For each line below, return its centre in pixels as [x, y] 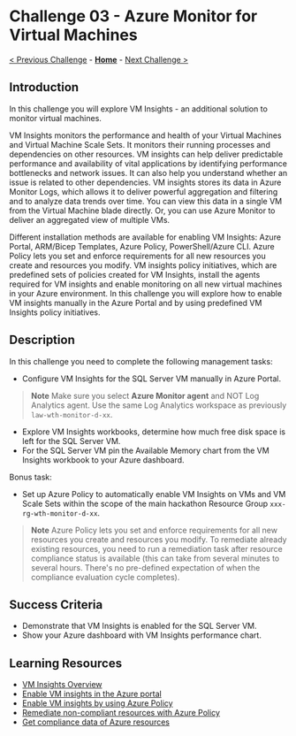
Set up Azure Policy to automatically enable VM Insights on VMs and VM [154, 494]
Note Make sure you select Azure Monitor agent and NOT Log [145, 395]
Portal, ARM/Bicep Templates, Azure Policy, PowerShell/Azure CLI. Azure [142, 246]
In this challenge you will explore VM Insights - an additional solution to [138, 109]
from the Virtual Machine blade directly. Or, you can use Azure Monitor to [142, 211]
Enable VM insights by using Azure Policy [98, 703]
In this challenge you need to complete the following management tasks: [141, 361]
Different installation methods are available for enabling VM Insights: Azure [145, 237]
